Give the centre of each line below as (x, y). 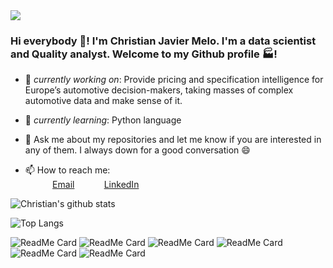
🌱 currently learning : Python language (103, 120)
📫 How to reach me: (67, 170)
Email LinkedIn (96, 185)
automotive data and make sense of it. (103, 101)
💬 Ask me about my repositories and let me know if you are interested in (173, 140)
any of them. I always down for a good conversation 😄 (137, 150)
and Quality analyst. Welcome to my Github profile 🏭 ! (144, 54)
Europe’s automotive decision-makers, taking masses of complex (159, 90)
